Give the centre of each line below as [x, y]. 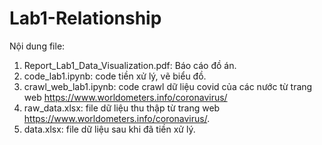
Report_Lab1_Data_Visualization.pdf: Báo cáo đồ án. [130, 65]
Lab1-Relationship [85, 18]
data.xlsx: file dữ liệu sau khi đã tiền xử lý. [109, 129]
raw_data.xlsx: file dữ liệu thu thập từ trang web [122, 108]
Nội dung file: [37, 46]
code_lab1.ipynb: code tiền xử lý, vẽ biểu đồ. [115, 76]
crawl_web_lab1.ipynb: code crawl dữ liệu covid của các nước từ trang [168, 86]
